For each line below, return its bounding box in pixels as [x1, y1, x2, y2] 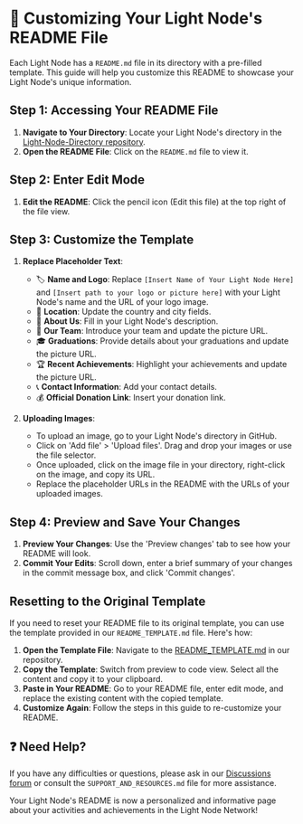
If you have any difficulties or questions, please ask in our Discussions [9, 768, 271, 779]
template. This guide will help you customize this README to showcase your [9, 67, 294, 78]
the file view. [22, 205, 71, 216]
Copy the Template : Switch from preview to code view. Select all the [22, 664, 279, 675]
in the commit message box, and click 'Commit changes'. [22, 567, 236, 578]
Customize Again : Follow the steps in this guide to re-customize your [22, 703, 282, 713]
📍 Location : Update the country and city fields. [35, 307, 212, 317]
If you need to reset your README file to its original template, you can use [9, 618, 285, 628]
